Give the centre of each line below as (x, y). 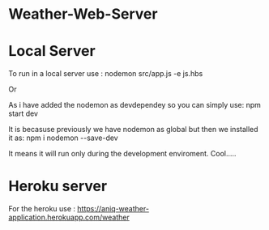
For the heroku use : (42, 209)
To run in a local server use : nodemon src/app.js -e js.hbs (106, 74)
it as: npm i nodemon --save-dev (64, 138)
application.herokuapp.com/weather (69, 217)
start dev (23, 113)
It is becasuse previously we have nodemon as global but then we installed (133, 130)
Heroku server (58, 186)
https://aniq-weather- (113, 209)
